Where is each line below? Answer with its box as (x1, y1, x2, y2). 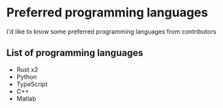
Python (16, 72, 37, 81)
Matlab (16, 94, 36, 103)
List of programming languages (6, 47, 143, 59)
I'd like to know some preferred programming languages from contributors (6, 27, 217, 36)
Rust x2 (16, 65, 38, 73)
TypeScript (16, 80, 48, 88)
